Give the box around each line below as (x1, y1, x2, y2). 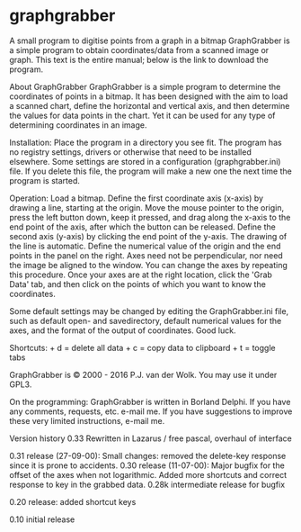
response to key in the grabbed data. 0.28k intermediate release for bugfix (9, 479, 286, 490)
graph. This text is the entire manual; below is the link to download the (9, 54, 270, 65)
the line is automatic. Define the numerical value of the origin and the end (9, 240, 281, 251)
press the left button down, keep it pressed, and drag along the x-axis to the (9, 212, 291, 222)
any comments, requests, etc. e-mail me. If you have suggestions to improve (9, 406, 293, 417)
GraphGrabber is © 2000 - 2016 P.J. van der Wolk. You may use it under (9, 369, 278, 380)
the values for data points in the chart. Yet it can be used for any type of (9, 110, 276, 121)
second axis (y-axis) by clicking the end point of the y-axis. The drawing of (9, 230, 288, 241)
